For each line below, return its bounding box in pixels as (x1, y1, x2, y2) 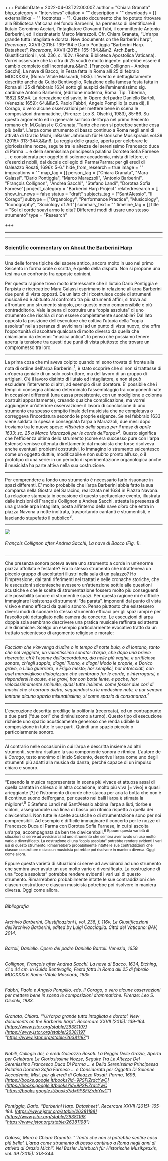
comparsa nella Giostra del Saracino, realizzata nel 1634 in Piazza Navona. (5, 487, 159, 493)
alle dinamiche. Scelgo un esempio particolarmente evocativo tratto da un (5, 625, 157, 631)
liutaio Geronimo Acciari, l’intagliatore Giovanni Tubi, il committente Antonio (5, 26, 160, 32)
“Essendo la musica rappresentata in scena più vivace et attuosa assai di (5, 779, 155, 785)
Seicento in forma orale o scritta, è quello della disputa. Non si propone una (5, 266, 161, 272)
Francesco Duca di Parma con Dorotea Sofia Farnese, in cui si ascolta (5, 823, 149, 829)
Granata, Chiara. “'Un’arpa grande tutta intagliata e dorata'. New (5, 1013, 140, 1019)
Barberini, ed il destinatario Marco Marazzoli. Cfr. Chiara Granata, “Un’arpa (5, 31, 159, 37)
